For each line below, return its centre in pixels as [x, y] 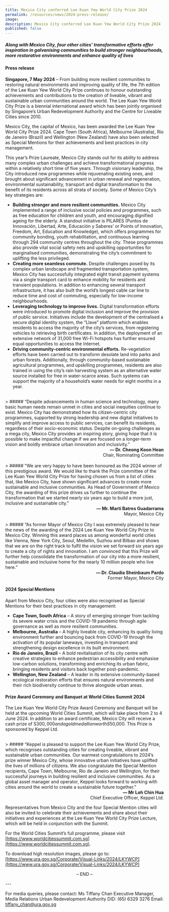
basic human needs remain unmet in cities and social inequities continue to [83, 407]
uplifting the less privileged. [41, 258]
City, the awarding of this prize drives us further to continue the [71, 492]
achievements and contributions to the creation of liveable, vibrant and [78, 95]
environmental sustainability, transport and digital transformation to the [79, 184]
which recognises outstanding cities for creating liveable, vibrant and [77, 750]
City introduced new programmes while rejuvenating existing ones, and [79, 174]
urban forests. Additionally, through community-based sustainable [81, 360]
